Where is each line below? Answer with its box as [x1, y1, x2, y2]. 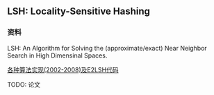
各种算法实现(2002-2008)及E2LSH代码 [7, 65, 120, 74]
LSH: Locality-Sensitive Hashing [7, 6, 151, 17]
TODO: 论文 [7, 80, 41, 89]
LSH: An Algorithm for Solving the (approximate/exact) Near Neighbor [7, 44, 207, 52]
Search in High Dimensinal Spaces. [7, 51, 108, 60]
